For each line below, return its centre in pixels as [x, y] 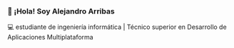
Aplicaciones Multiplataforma [51, 37]
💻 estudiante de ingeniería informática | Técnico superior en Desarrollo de [117, 27]
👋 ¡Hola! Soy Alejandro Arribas [61, 11]
